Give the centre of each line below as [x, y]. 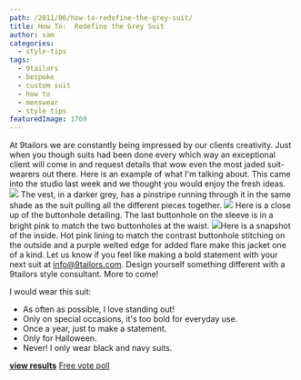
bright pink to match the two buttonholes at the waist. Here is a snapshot [150, 226]
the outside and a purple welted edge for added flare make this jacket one [148, 245]
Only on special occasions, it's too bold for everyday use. [130, 319]
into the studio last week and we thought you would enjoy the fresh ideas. [148, 184]
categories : [32, 43]
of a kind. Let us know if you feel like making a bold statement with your [144, 255]
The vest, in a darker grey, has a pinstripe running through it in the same [156, 195]
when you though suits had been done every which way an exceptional [142, 155]
